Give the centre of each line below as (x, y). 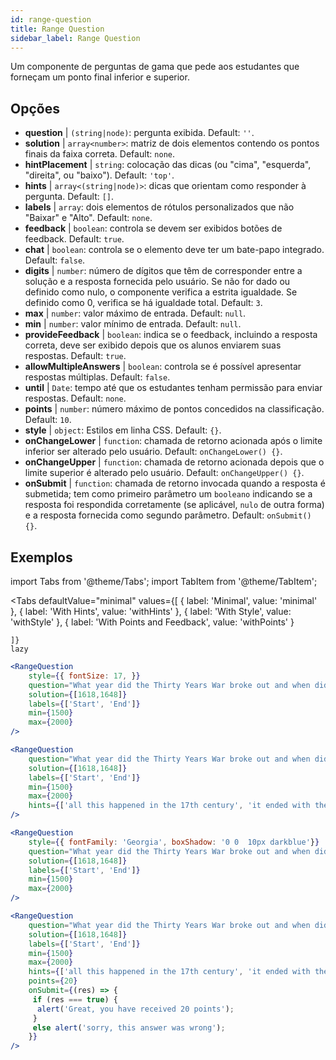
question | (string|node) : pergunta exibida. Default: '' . (139, 133)
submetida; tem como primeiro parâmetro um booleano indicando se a (168, 494)
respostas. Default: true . (75, 356)
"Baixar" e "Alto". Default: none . (88, 218)
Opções (35, 108)
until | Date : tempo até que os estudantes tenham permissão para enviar (173, 388)
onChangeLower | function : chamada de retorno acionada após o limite (173, 441)
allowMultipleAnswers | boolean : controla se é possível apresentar (163, 367)
